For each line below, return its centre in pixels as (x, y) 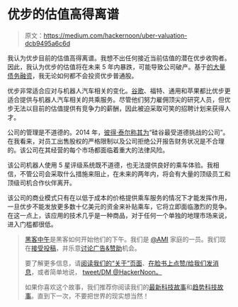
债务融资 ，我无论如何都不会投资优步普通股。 (73, 76)
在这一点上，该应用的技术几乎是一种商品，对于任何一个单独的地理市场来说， (119, 215)
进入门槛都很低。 (32, 224)
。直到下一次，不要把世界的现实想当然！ (90, 296)
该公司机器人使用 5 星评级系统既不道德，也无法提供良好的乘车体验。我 (110, 165)
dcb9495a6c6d (47, 43)
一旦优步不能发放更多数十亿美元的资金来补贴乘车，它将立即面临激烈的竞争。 (119, 207)
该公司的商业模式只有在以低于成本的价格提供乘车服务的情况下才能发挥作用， (119, 197)
